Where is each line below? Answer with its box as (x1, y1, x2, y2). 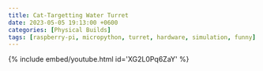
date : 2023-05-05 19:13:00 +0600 (8, 19, 118, 27)
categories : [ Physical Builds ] (8, 26, 111, 34)
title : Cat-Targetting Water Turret (8, 11, 129, 20)
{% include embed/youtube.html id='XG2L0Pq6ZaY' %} (8, 55, 190, 64)
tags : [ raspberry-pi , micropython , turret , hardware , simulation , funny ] (8, 33, 257, 41)
